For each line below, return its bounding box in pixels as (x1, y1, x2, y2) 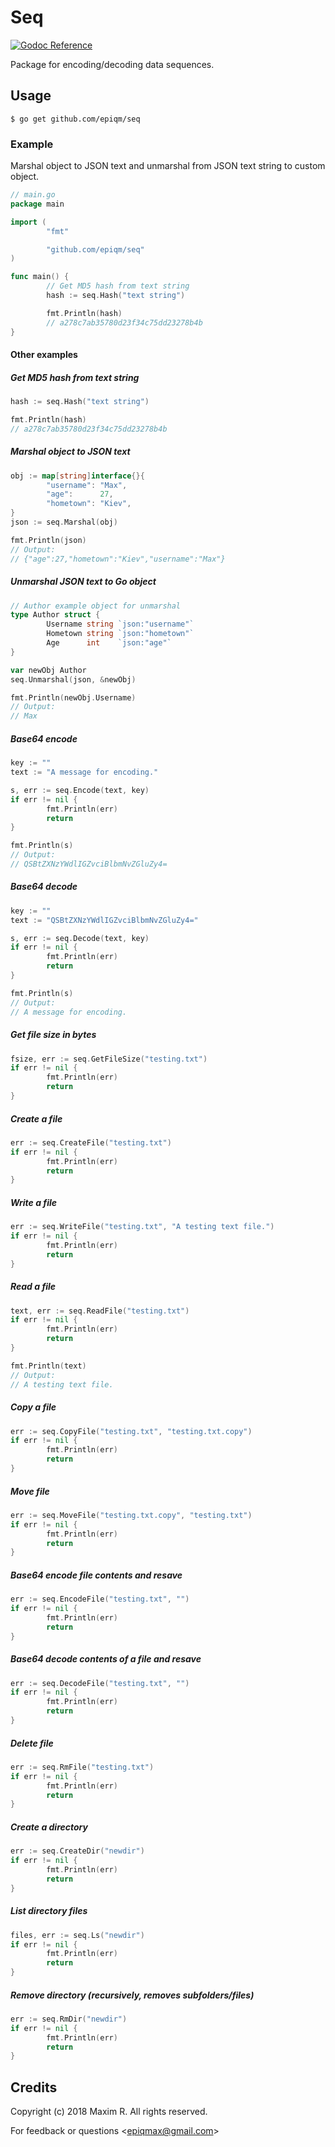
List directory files (10, 1905, 88, 1917)
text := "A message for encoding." (10, 767, 159, 778)
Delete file (10, 1737, 54, 1749)
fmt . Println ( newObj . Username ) (10, 692, 137, 703)
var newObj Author (10, 665, 87, 675)
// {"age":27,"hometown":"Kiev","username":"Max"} (10, 554, 226, 564)
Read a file (10, 1281, 57, 1293)
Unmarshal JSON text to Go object (10, 576, 157, 588)
